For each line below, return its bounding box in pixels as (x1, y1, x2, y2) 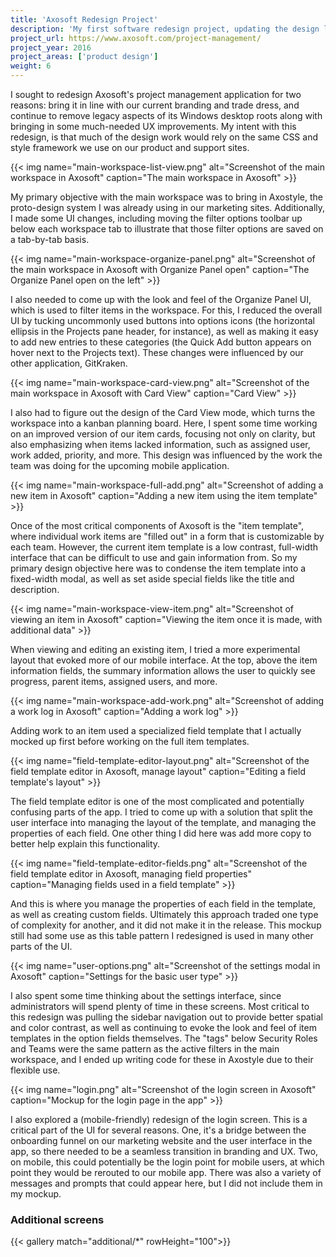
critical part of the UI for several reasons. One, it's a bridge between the (10, 1124, 307, 1136)
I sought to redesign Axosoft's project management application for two (10, 89, 302, 100)
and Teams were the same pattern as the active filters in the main (10, 1043, 280, 1055)
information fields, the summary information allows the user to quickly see (10, 665, 316, 676)
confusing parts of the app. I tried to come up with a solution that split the (10, 806, 314, 818)
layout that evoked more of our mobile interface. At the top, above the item (10, 654, 318, 666)
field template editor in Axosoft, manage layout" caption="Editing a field (10, 766, 306, 777)
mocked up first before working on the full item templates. (10, 736, 250, 747)
